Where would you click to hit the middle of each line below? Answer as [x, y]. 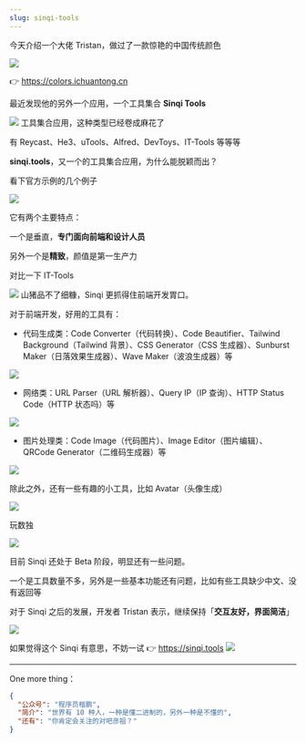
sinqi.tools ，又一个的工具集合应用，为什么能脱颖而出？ [114, 161]
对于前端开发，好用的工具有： [65, 314]
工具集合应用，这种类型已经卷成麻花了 [92, 122]
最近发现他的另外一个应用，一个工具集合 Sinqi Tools [108, 103]
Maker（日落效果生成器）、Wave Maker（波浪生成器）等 [127, 356]
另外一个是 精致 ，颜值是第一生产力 [73, 255]
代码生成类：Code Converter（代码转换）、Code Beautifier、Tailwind [151, 333]
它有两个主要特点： [46, 217]
